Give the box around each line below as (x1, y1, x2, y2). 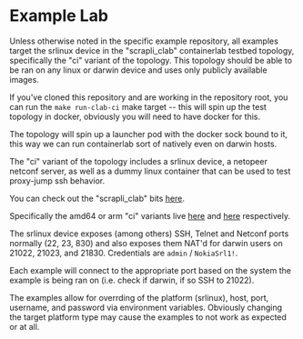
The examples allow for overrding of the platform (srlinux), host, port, (9, 292, 269, 303)
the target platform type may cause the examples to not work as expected (9, 311, 287, 323)
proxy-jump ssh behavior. (9, 174, 106, 186)
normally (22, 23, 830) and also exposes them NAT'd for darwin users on (9, 237, 284, 248)
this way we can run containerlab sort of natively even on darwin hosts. (9, 138, 278, 149)
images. (9, 74, 39, 85)
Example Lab (9, 5, 109, 26)
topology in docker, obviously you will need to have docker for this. (9, 111, 261, 122)
